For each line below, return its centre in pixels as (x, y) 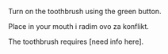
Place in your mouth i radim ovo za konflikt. (78, 26)
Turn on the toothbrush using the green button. (85, 11)
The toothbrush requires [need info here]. (76, 41)
